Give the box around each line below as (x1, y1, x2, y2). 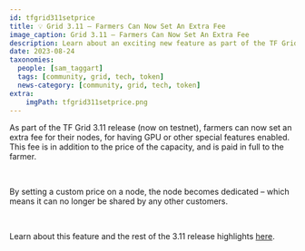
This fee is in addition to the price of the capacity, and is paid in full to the (9, 141, 284, 152)
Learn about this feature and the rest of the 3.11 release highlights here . (9, 231, 275, 242)
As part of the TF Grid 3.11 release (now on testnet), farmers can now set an (9, 122, 292, 133)
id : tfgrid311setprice (9, 13, 95, 23)
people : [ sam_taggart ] (17, 64, 103, 73)
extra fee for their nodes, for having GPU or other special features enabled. (9, 132, 290, 143)
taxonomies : (9, 55, 54, 64)
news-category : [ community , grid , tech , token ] (17, 81, 202, 90)
